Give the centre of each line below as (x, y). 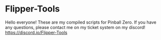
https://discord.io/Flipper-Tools (36, 32)
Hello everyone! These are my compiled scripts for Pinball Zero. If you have (81, 22)
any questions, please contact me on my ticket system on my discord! (75, 27)
